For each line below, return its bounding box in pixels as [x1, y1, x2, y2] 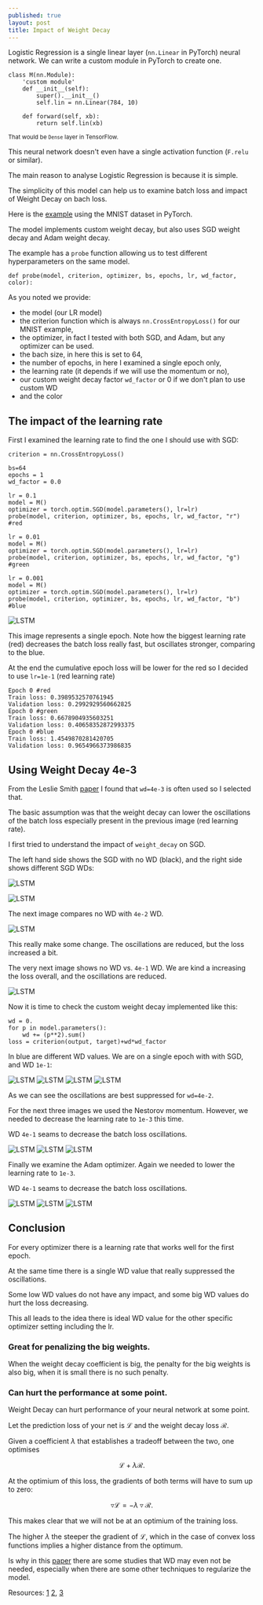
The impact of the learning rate [8, 414, 163, 427]
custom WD [19, 383, 58, 393]
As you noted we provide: [8, 293, 92, 302]
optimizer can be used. [19, 342, 94, 351]
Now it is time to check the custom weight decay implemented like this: [8, 1002, 238, 1011]
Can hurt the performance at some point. [8, 1387, 168, 1398]
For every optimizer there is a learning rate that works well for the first [8, 1242, 235, 1252]
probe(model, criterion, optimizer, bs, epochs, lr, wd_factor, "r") [8, 512, 241, 520]
